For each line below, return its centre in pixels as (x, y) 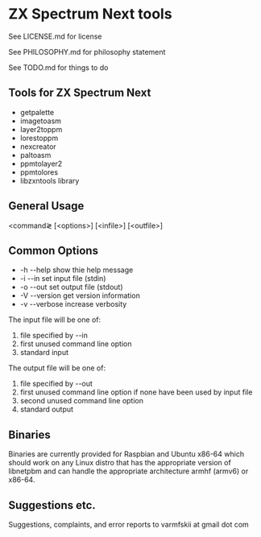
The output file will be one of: (57, 368)
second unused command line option (81, 401)
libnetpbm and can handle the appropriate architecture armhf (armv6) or (128, 471)
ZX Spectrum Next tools (90, 14)
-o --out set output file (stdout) (71, 287)
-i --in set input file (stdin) (63, 279)
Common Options (54, 250)
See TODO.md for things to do (58, 67)
